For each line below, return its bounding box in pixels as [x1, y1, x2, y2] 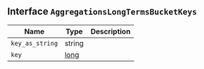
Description [90, 26, 131, 36]
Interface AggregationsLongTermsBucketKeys [7, 6, 197, 18]
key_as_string [11, 39, 58, 47]
